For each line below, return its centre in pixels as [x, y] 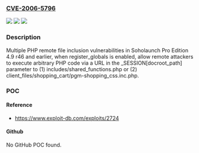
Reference [19, 105]
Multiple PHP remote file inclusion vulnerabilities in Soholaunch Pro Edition [97, 50]
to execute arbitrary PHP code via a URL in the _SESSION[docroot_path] [94, 63]
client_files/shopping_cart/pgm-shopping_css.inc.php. [73, 75]
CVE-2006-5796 [31, 8]
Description [23, 37]
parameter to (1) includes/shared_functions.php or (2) [72, 69]
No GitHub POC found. [34, 145]
